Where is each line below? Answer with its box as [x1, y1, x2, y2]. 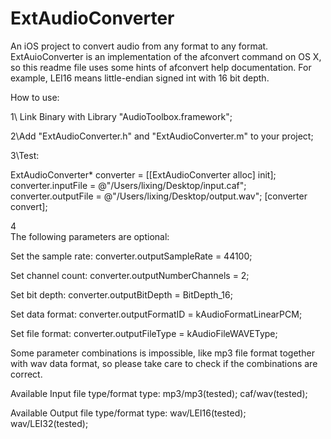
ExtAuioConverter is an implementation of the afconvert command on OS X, [10, 50, 322, 62]
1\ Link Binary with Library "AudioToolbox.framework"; [10, 110, 233, 122]
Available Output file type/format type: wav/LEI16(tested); [10, 407, 247, 419]
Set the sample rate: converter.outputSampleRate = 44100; [10, 250, 253, 262]
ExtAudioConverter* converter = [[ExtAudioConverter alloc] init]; [10, 168, 277, 181]
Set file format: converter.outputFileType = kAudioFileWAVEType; [10, 327, 278, 339]
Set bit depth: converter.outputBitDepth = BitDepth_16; [10, 288, 233, 301]
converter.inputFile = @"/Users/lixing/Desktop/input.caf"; [10, 179, 247, 191]
